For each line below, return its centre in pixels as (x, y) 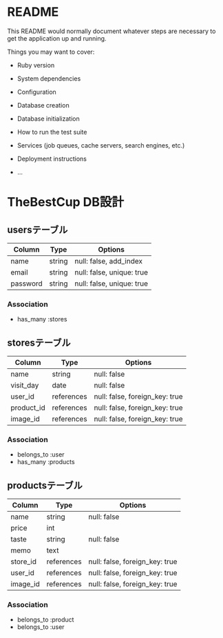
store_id (23, 561)
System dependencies (49, 78)
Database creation (43, 105)
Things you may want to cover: (51, 52)
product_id (28, 408)
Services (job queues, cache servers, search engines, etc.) (101, 145)
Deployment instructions (52, 159)
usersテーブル (38, 229)
